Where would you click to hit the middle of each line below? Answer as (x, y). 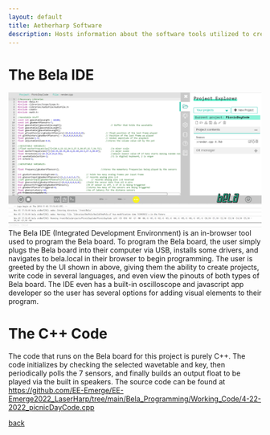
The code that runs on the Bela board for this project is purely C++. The (127, 356)
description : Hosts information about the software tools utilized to (129, 34)
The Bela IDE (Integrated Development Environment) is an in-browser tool (130, 233)
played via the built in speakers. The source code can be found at (117, 382)
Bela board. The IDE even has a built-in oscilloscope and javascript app (126, 285)
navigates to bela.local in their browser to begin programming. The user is (131, 259)
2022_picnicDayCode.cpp (51, 407)
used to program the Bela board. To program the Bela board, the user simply (135, 242)
